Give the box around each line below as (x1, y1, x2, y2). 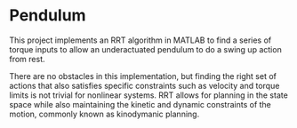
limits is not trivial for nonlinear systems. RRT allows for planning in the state (9, 90, 289, 100)
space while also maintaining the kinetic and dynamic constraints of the (9, 99, 271, 109)
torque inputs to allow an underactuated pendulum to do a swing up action (9, 44, 282, 54)
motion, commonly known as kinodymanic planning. (9, 108, 200, 119)
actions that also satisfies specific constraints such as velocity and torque (9, 80, 280, 91)
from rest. (9, 53, 46, 64)
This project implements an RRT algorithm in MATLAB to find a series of (9, 35, 272, 45)
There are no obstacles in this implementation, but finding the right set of (9, 70, 277, 81)
